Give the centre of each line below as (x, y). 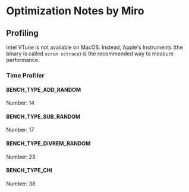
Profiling (22, 33)
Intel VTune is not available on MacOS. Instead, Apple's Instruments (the (94, 47)
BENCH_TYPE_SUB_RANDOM (43, 116)
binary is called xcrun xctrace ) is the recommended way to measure (90, 54)
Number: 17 (20, 130)
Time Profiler (25, 75)
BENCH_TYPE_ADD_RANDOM (44, 89)
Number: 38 (21, 184)
